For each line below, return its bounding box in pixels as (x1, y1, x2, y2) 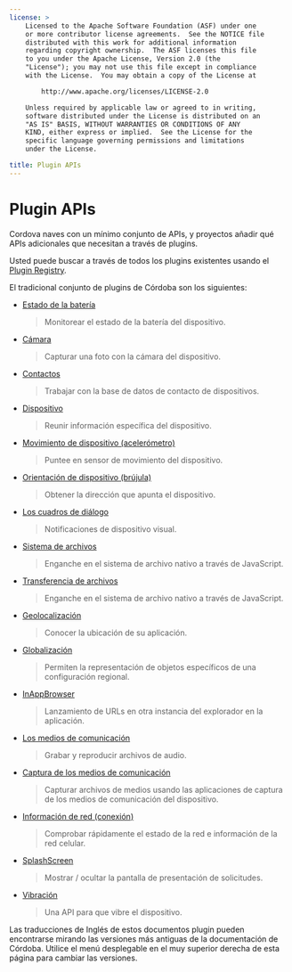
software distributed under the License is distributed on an (25, 111, 261, 120)
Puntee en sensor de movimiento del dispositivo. (44, 454, 223, 465)
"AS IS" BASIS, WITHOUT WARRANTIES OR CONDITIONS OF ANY (25, 119, 241, 129)
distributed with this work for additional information (25, 37, 238, 47)
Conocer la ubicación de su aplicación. (44, 627, 188, 638)
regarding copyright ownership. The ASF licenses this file (25, 46, 256, 55)
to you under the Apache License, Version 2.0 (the (25, 54, 221, 63)
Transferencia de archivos (21, 576, 118, 586)
